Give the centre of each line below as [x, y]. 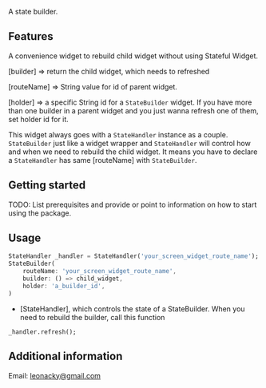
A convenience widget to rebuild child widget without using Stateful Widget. [133, 56]
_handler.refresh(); [43, 332]
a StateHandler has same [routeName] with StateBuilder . [103, 160]
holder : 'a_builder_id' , [64, 286]
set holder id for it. [39, 119]
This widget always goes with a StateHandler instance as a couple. [118, 134]
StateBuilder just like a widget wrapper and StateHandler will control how [130, 143]
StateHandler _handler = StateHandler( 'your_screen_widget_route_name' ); [134, 256]
